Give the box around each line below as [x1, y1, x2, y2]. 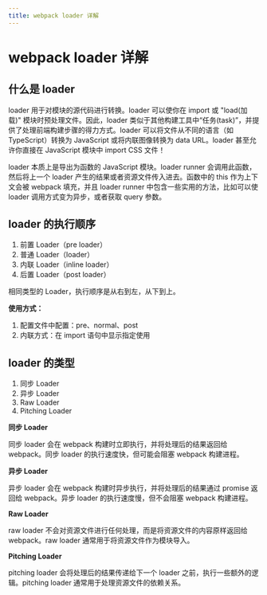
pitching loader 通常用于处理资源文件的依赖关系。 [22, 578, 186, 588]
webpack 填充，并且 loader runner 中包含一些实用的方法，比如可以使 [30, 182, 259, 191]
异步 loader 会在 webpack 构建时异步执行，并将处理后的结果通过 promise [8, 483, 249, 493]
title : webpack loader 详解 [8, 11, 100, 20]
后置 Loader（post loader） [19, 270, 111, 280]
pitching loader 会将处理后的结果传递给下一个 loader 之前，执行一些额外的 [8, 568, 253, 577]
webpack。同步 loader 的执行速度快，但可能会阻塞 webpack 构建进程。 [8, 449, 244, 459]
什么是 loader [8, 83, 76, 96]
